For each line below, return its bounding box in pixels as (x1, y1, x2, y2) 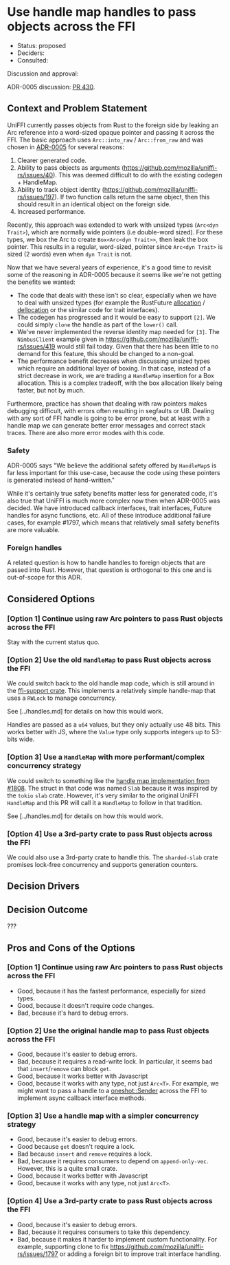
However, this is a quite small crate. (16, 1165, 118, 1173)
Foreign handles (7, 542, 62, 552)
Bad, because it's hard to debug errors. (16, 1009, 128, 1017)
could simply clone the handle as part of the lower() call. (16, 320, 179, 329)
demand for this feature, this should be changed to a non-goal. (16, 349, 195, 357)
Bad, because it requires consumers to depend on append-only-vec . (16, 1157, 209, 1165)
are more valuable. (7, 526, 60, 534)
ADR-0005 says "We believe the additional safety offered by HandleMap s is (7, 461, 217, 470)
